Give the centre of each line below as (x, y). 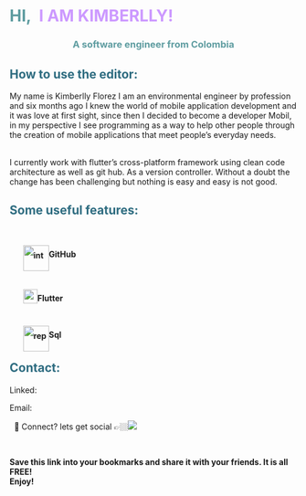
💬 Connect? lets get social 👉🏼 (71, 427)
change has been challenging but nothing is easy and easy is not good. (143, 181)
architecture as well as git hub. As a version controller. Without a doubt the (150, 172)
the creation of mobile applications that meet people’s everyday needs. (143, 134)
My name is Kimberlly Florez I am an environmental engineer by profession (150, 96)
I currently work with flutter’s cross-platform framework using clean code (148, 162)
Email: (21, 407)
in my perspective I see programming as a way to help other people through (152, 125)
